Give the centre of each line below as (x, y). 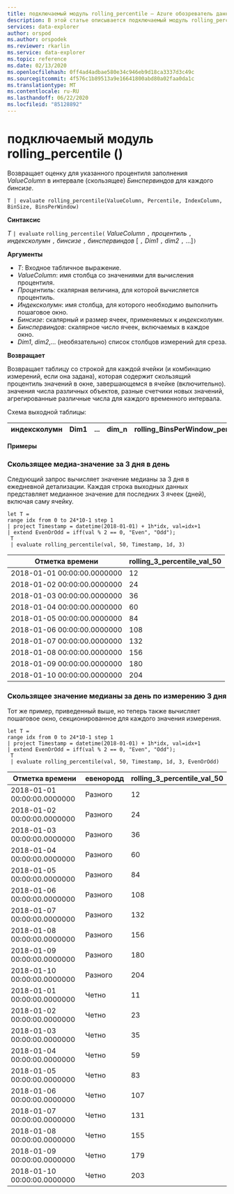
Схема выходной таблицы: (47, 411)
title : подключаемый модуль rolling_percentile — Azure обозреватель (110, 14)
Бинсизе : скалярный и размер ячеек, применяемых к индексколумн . (120, 319)
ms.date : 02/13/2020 (37, 66)
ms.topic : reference (37, 59)
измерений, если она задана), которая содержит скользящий (99, 376)
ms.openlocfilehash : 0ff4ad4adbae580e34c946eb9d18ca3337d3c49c (101, 72)
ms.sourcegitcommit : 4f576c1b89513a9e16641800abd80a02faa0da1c (101, 78)
